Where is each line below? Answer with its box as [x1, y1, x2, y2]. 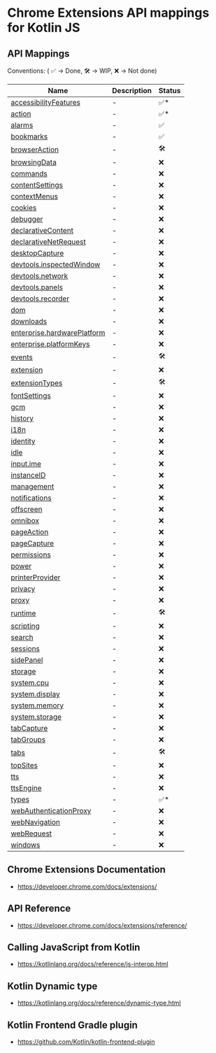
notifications [10, 493, 52, 503]
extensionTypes [10, 378, 63, 387]
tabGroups [10, 735, 46, 744]
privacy [10, 584, 36, 594]
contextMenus [10, 192, 58, 201]
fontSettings [10, 391, 51, 400]
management [10, 482, 55, 491]
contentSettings [10, 180, 63, 189]
